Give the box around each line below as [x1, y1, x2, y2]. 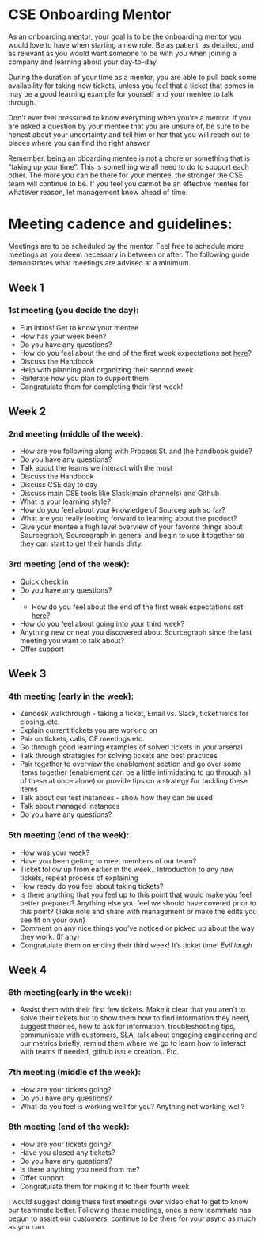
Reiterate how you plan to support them [19, 373, 149, 383]
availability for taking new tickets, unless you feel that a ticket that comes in [8, 81, 255, 90]
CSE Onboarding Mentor [8, 6, 172, 24]
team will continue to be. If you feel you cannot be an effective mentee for [8, 178, 249, 188]
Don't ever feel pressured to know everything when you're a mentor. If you [8, 112, 252, 122]
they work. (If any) [19, 932, 80, 941]
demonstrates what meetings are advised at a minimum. [8, 257, 191, 267]
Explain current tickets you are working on [19, 726, 158, 735]
